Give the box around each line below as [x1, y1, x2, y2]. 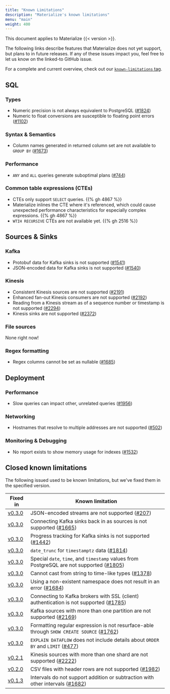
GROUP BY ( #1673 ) [12, 148, 48, 154]
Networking [5, 413, 35, 420]
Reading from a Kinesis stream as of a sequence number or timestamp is [12, 300, 164, 306]
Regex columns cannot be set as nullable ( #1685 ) [12, 359, 115, 365]
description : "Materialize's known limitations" [5, 12, 110, 17]
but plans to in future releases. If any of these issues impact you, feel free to [5, 51, 164, 57]
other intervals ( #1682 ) [30, 680, 87, 687]
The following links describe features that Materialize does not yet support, [5, 45, 162, 51]
